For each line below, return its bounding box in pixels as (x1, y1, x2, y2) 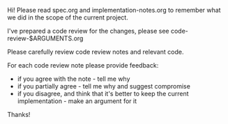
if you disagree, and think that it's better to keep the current (17, 90, 190, 98)
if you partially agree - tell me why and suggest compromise (17, 82, 190, 90)
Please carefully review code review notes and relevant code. (7, 48, 184, 56)
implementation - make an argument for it (17, 97, 137, 105)
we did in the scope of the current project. (7, 13, 129, 22)
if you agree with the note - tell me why (17, 75, 130, 83)
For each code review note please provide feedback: (7, 61, 159, 69)
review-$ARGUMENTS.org (7, 34, 84, 42)
